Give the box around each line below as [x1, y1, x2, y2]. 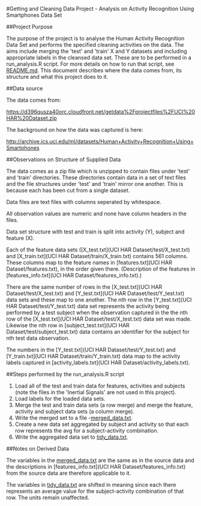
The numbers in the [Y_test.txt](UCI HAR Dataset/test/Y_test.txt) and [6, 346, 176, 353]
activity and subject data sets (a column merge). [14, 408, 135, 415]
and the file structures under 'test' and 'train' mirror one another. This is [6, 180, 184, 187]
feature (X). [6, 235, 35, 241]
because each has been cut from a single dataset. [6, 187, 130, 194]
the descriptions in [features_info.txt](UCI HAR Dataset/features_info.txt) [6, 463, 186, 470]
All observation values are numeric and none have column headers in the [6, 210, 187, 217]
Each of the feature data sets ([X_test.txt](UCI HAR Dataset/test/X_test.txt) [6, 246, 190, 253]
